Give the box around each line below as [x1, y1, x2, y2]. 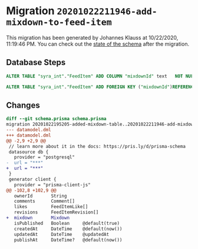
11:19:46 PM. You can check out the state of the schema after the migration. [6, 40, 190, 47]
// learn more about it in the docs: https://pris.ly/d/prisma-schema [8, 143, 186, 149]
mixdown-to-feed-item [6, 17, 112, 28]
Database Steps [6, 57, 66, 67]
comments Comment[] [14, 198, 75, 205]
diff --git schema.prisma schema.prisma [6, 116, 107, 122]
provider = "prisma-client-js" [14, 182, 91, 187]
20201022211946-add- [57, 6, 157, 17]
